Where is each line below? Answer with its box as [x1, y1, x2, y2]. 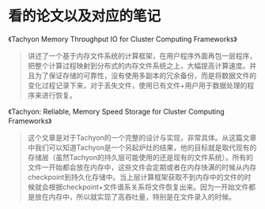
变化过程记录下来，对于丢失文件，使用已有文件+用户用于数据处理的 [27, 80, 248, 90]
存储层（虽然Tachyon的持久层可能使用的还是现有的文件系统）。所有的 [27, 152, 254, 162]
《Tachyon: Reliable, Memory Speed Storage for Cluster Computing [8, 106, 225, 116]
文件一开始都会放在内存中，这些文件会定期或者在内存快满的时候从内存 [27, 162, 257, 172]
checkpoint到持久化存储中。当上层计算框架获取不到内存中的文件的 [27, 172, 245, 181]
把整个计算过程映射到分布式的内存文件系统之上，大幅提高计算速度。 [27, 61, 250, 70]
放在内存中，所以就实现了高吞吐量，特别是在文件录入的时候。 [34, 192, 236, 201]
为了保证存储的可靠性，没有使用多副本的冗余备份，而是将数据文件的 [34, 70, 257, 80]
